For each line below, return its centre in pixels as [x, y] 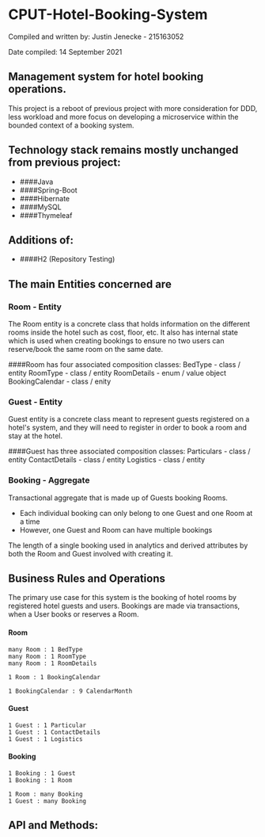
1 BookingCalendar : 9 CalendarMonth [70, 691]
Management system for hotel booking [106, 77]
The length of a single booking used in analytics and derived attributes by [128, 545]
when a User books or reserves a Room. [74, 614]
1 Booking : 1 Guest [42, 774]
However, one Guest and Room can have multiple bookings [116, 529]
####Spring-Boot [48, 190]
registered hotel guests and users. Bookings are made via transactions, [124, 606]
